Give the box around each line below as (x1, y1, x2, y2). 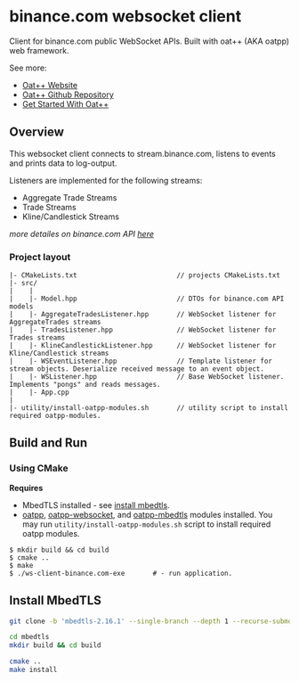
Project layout (9, 250, 71, 263)
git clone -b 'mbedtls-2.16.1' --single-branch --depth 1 (9, 617, 229, 626)
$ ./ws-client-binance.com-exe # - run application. (9, 569, 233, 578)
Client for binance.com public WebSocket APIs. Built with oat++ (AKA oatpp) (9, 36, 290, 46)
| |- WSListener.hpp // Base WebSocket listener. (9, 373, 285, 382)
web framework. (9, 45, 69, 55)
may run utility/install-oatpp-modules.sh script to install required (21, 519, 271, 529)
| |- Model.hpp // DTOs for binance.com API (9, 294, 285, 304)
